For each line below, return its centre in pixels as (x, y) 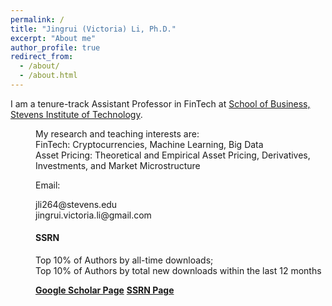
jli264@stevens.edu (76, 204)
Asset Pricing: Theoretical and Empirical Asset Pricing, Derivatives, (173, 155)
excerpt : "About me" (53, 38)
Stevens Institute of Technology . (76, 114)
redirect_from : (42, 57)
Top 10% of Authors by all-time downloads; (124, 260)
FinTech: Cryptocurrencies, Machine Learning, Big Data (149, 144)
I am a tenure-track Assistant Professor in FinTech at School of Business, (160, 103)
